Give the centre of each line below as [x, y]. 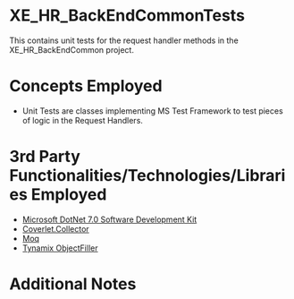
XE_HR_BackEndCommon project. [71, 49]
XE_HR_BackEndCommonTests [127, 16]
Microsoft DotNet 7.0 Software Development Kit [109, 219]
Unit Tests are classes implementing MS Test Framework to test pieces [152, 111]
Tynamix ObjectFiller [60, 248]
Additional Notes [73, 284]
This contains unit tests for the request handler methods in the [124, 40]
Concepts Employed [86, 86]
